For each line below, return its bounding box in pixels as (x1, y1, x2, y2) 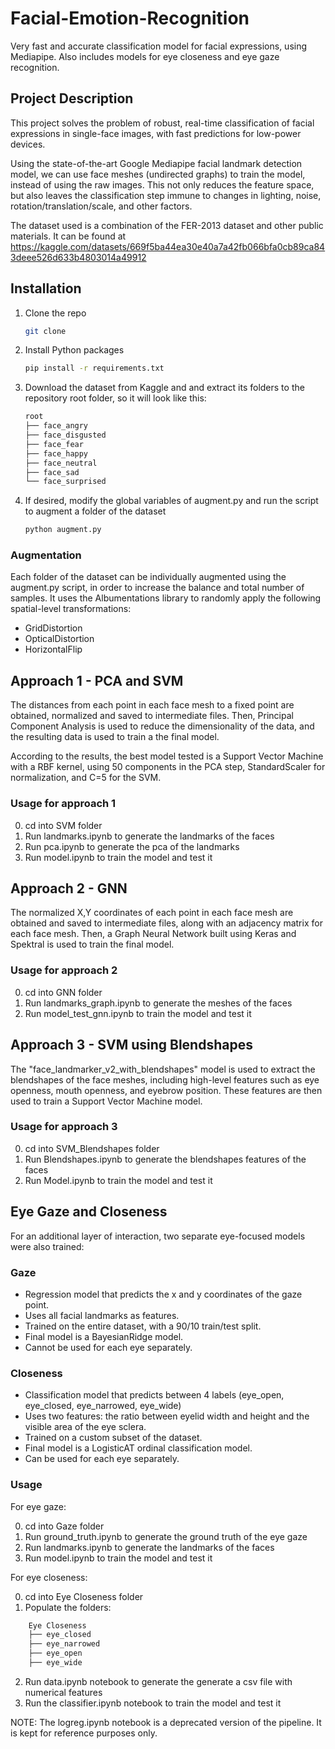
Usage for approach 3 (10, 1120, 118, 1134)
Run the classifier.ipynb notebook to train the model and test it (24, 1697, 282, 1709)
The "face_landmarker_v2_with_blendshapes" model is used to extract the (10, 1063, 316, 1075)
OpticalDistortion (24, 633, 95, 645)
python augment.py (24, 525, 102, 535)
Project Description (10, 90, 134, 107)
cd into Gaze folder (24, 1520, 105, 1532)
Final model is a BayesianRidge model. (24, 1330, 184, 1342)
